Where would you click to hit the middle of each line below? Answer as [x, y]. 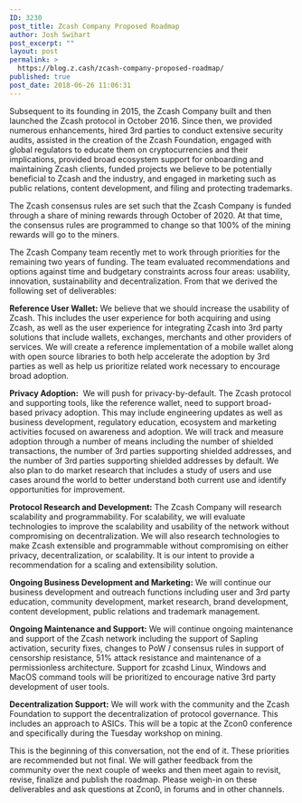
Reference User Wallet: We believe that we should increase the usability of [150, 308]
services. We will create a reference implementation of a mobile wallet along [151, 346]
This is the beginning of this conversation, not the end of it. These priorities [150, 750]
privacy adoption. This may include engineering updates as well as [159, 412]
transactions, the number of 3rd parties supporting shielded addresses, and [151, 450]
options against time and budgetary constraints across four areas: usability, [150, 271]
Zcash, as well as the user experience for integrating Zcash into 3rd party [146, 327]
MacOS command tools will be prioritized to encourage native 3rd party [143, 677]
